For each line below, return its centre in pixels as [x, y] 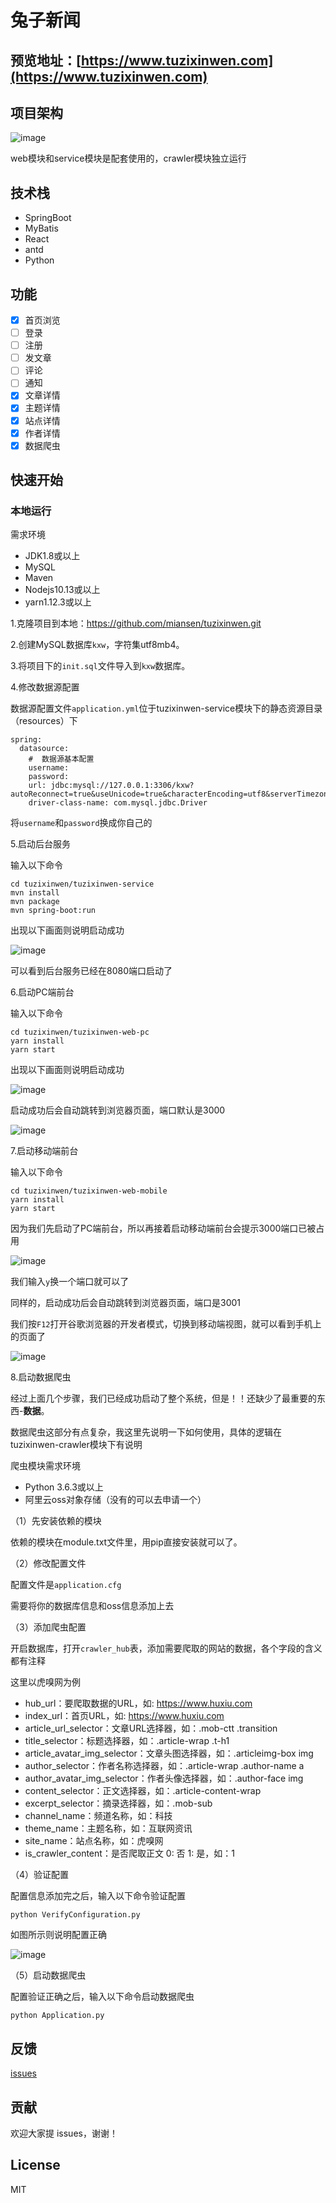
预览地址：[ [46, 60]
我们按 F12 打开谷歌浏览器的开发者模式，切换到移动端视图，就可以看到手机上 [166, 1324]
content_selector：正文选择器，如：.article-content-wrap [143, 1791]
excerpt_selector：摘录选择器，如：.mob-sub [118, 1803]
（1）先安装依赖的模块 [56, 1521]
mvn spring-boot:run [53, 911]
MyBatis [41, 228]
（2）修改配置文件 [48, 1563]
